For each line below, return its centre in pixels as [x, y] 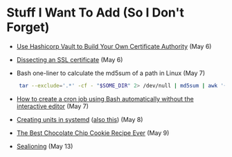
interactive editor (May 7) [53, 106]
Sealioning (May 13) [45, 146]
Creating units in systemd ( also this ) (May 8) [80, 119]
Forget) [28, 27]
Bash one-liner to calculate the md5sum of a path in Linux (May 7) [111, 73]
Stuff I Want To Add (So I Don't [95, 13]
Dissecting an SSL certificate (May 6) [70, 59]
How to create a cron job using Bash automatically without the [105, 98]
